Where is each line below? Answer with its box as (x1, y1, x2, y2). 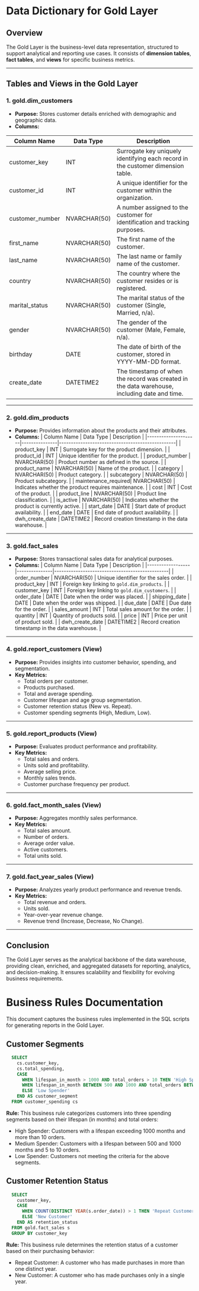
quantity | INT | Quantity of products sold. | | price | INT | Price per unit (14, 612, 188, 619)
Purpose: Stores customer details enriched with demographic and (14, 110, 176, 117)
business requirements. (6, 975, 63, 982)
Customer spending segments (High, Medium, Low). (23, 709, 152, 716)
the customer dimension (116, 161, 185, 170)
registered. (116, 284, 147, 292)
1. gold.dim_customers (6, 97, 73, 105)
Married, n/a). (116, 309, 155, 317)
